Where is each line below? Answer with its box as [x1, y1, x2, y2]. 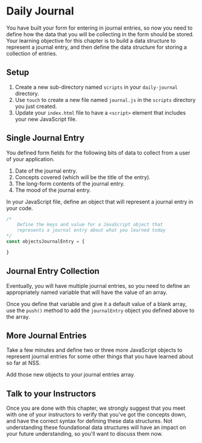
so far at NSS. [6, 359, 41, 366]
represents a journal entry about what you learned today [17, 228, 166, 234]
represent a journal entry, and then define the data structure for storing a [6, 43, 187, 51]
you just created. [14, 103, 57, 110]
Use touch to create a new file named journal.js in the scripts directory [14, 96, 196, 103]
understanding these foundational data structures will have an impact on [6, 424, 186, 431]
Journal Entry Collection [6, 266, 99, 276]
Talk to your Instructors [6, 388, 96, 399]
